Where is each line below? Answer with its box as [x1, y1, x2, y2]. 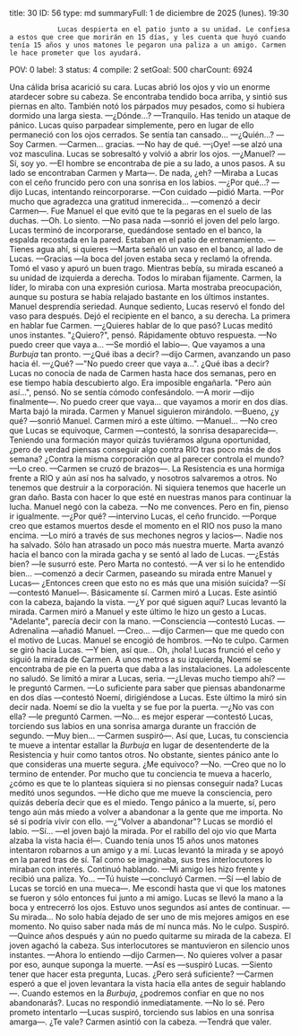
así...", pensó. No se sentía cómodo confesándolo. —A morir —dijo [9, 387, 255, 398]
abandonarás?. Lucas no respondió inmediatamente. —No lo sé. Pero [9, 997, 265, 1008]
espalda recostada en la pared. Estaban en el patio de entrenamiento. [9, 234, 266, 245]
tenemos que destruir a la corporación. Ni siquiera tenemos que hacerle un [9, 482, 287, 493]
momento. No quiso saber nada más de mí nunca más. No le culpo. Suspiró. [9, 921, 289, 932]
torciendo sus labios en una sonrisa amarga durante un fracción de [9, 721, 257, 731]
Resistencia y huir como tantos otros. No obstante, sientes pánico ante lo [9, 750, 279, 759]
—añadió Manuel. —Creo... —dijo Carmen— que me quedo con [50, 626, 285, 636]
